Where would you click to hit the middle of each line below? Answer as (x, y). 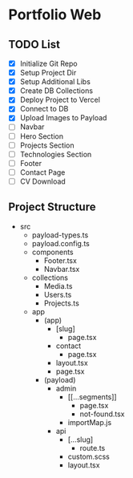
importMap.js (90, 422)
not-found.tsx (102, 414)
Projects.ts (62, 303)
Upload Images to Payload (63, 118)
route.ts (93, 448)
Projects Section (47, 145)
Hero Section (42, 136)
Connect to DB (44, 109)
